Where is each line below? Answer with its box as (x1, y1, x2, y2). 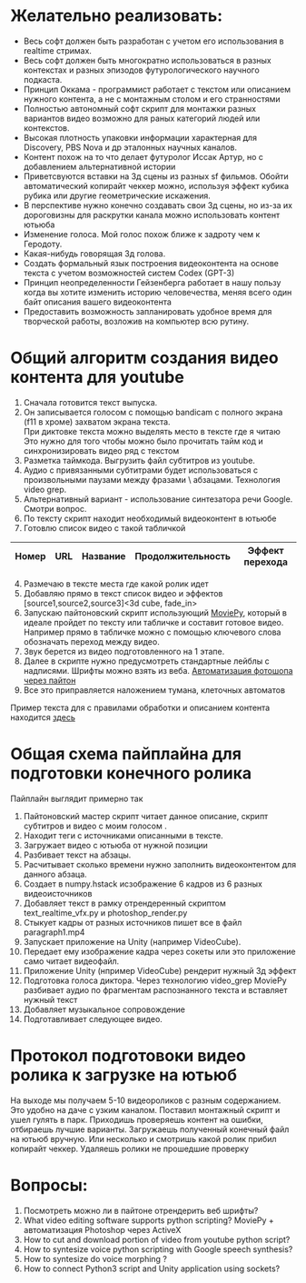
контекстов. (23, 122, 71, 133)
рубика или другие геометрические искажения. (23, 190, 212, 201)
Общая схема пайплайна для (10, 744, 242, 765)
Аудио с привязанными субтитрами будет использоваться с (23, 465, 259, 476)
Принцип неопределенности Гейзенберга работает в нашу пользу (23, 276, 281, 287)
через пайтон (23, 675, 76, 686)
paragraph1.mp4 (23, 927, 85, 937)
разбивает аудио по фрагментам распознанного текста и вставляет (23, 984, 288, 996)
